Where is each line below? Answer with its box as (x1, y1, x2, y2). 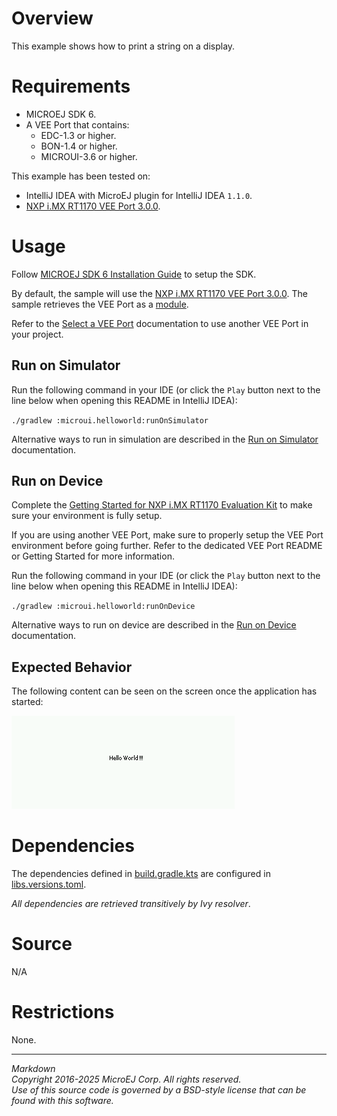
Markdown (11, 1063, 56, 1075)
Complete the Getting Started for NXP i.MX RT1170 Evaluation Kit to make (11, 499, 313, 511)
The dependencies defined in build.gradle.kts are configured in (11, 868, 271, 880)
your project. (11, 328, 64, 340)
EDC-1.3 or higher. (40, 129, 117, 141)
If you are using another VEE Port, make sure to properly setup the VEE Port (11, 529, 324, 541)
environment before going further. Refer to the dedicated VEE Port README (11, 540, 323, 552)
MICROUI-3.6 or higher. (40, 150, 138, 162)
